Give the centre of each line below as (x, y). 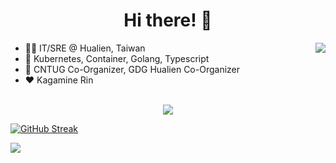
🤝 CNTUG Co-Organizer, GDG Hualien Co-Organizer (132, 69)
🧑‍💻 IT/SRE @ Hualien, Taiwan (85, 48)
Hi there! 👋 (168, 20)
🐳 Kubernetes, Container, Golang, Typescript (117, 58)
